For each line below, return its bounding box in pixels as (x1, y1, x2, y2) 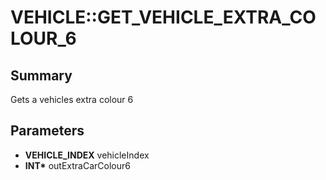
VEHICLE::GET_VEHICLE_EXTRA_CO (10, 6, 317, 29)
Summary (10, 67, 73, 84)
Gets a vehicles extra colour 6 (10, 94, 134, 105)
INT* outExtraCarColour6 (24, 159, 131, 171)
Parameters (10, 122, 85, 140)
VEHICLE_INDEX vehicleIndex (24, 149, 150, 161)
